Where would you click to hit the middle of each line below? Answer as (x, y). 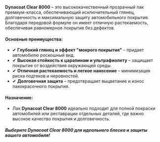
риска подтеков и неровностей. (46, 76)
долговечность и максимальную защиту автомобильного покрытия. (77, 17)
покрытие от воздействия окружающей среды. (62, 66)
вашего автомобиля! (28, 135)
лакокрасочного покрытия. (41, 86)
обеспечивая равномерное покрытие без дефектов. (60, 28)
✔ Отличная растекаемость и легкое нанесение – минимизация (81, 71)
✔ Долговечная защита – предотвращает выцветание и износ (78, 81)
